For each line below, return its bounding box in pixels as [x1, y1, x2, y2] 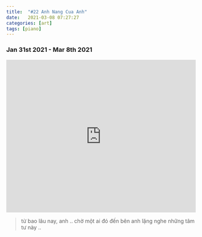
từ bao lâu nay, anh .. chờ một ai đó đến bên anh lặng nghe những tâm [20, 217, 195, 224]
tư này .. [20, 224, 41, 231]
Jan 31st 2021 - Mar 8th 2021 [6, 46, 93, 54]
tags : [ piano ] [6, 25, 42, 32]
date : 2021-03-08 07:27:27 [6, 14, 79, 21]
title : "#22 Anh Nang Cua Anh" [6, 8, 87, 15]
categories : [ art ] [6, 20, 52, 26]
